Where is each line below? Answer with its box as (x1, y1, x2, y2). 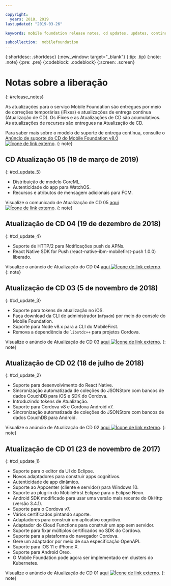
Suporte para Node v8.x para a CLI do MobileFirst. (12, 323, 119, 329)
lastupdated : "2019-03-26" (5, 21, 63, 26)
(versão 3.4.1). (12, 500, 43, 507)
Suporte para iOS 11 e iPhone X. (12, 544, 79, 550)
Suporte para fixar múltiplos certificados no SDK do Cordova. (12, 527, 141, 534)
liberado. (12, 254, 32, 260)
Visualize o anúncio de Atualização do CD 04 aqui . (5, 263, 162, 270)
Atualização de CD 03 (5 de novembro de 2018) (5, 284, 158, 293)
